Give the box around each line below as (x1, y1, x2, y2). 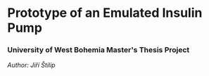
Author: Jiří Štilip (7, 61, 56, 70)
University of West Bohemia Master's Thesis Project (7, 45, 190, 55)
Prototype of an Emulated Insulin (7, 5, 203, 21)
